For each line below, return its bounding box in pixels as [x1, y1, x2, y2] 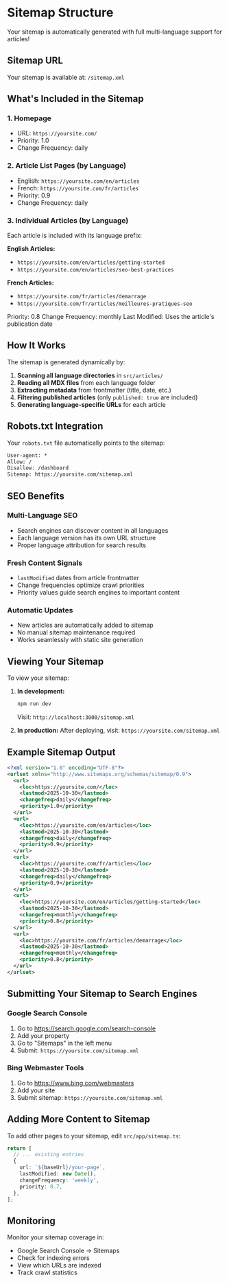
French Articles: [7, 278, 54, 287]
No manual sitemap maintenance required [16, 628, 136, 637]
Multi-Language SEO [7, 511, 78, 520]
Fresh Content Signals [7, 558, 83, 568]
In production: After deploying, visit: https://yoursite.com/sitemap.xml [16, 727, 220, 735]
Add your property [16, 1031, 70, 1039]
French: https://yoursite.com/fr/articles [16, 184, 139, 192]
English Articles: [7, 245, 56, 253]
